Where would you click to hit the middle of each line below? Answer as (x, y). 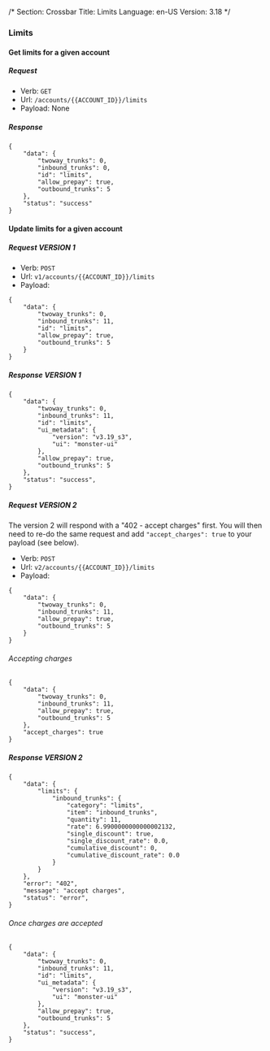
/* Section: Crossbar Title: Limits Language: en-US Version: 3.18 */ (120, 12)
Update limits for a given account (66, 229)
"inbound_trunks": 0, (74, 168)
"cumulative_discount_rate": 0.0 (123, 856)
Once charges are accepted (56, 923)
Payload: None (45, 108)
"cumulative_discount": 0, (112, 849)
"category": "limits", (105, 806)
